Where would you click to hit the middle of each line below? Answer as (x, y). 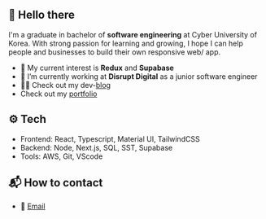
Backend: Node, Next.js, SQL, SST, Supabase (96, 147)
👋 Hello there (42, 15)
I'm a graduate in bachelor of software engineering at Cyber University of (133, 34)
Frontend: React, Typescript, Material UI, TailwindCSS (110, 138)
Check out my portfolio (59, 94)
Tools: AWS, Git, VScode (61, 156)
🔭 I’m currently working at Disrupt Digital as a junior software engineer (139, 76)
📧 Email (33, 206)
